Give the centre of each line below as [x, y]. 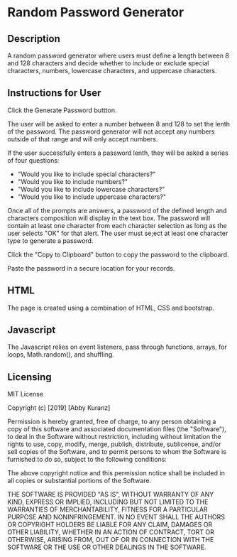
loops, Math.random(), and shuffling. [61, 355]
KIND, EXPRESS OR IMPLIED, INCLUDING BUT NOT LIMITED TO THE [108, 502]
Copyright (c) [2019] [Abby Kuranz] [59, 408]
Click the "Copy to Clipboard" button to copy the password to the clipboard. [118, 254]
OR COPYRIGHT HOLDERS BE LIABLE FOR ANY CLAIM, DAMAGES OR [110, 525]
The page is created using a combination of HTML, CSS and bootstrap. [111, 308]
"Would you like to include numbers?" [73, 181]
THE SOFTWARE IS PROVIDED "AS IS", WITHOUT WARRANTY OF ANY [111, 494]
